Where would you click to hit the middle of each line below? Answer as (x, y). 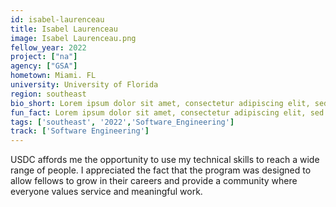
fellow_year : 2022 (48, 47)
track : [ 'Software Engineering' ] (80, 131)
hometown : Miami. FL (53, 76)
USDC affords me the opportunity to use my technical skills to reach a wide (165, 160)
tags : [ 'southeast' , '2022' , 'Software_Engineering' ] (122, 122)
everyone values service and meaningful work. (106, 192)
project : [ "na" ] (44, 57)
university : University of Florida (84, 85)
